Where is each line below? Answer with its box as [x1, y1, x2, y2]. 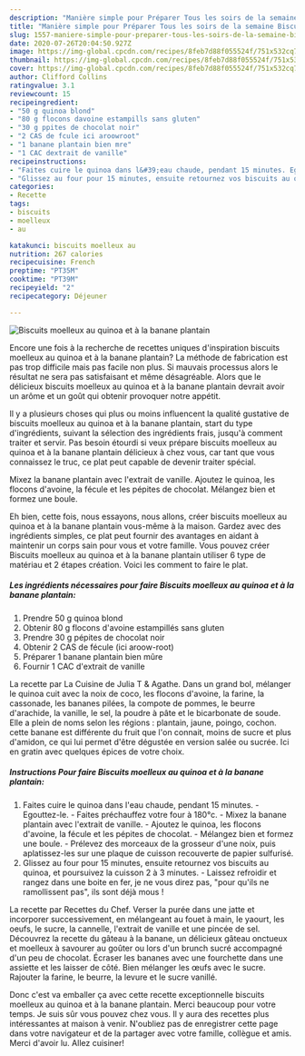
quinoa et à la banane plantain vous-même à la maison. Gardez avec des [9, 520, 281, 532]
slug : [9, 30, 30, 39]
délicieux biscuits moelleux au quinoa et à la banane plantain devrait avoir [9, 381, 285, 392]
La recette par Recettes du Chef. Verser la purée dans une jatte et [9, 903, 255, 914]
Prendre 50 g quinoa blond [22, 613, 123, 623]
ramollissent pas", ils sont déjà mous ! [22, 886, 164, 897]
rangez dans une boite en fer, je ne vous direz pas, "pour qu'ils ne [22, 876, 270, 887]
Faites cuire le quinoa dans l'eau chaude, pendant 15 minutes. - [22, 799, 260, 810]
